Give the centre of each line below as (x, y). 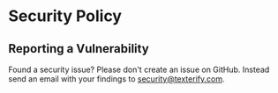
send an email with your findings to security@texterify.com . (116, 79)
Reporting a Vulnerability (79, 49)
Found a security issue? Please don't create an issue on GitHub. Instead (139, 69)
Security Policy (65, 16)
